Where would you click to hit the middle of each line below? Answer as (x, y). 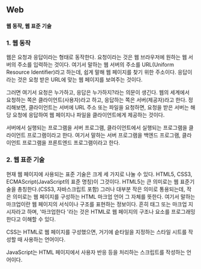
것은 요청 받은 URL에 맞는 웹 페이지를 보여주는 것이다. (80, 80)
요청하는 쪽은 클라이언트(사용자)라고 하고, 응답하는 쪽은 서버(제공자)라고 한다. (97, 100)
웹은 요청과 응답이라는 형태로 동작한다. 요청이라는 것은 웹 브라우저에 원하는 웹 (97, 57)
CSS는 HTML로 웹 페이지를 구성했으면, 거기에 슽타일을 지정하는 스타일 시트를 (97, 232)
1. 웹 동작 (19, 43)
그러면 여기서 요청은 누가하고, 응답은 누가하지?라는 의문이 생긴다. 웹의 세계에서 (98, 92)
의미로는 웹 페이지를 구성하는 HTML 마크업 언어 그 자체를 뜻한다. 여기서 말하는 (104, 196)
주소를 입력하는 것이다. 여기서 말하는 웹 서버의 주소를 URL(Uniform (95, 65)
